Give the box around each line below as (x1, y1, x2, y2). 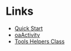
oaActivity (14, 31, 40, 38)
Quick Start (14, 25, 43, 32)
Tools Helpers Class (14, 37, 65, 45)
